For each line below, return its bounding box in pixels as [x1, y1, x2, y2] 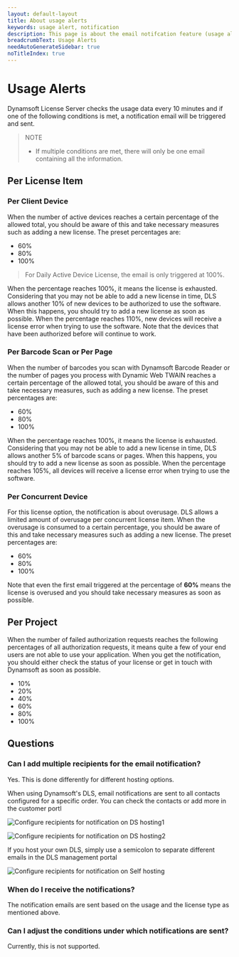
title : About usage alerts [7, 17, 87, 24]
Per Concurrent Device [7, 491, 88, 501]
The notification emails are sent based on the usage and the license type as [7, 900, 230, 909]
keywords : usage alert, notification [7, 23, 119, 31]
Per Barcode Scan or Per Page [7, 347, 113, 357]
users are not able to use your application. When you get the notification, [7, 650, 221, 658]
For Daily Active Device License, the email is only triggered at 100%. [24, 270, 225, 279]
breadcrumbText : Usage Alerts [7, 37, 97, 44]
